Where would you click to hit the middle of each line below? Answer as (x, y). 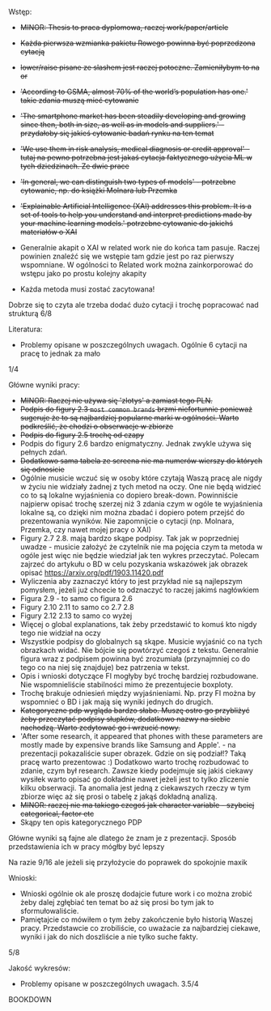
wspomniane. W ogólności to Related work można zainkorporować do (136, 265)
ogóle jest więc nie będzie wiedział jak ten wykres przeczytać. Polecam (140, 555)
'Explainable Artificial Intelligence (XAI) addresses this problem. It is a (136, 206)
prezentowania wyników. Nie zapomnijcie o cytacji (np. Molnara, (127, 521)
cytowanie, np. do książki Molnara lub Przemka (99, 190)
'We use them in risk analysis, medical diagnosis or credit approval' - (135, 149)
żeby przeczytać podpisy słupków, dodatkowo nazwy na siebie (125, 719)
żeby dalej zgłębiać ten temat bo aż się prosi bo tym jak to (117, 902)
